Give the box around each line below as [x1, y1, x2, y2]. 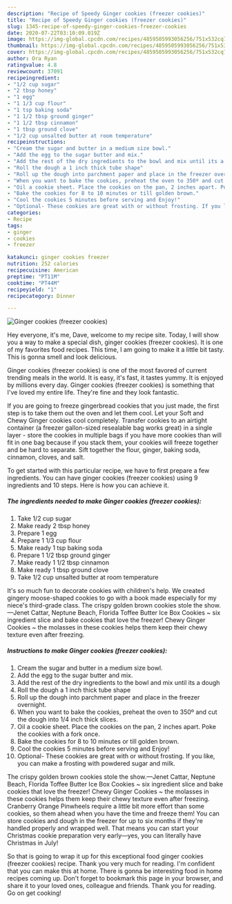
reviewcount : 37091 [7, 68, 64, 75]
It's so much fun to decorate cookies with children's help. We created [7, 587, 205, 595]
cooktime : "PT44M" [7, 279, 60, 287]
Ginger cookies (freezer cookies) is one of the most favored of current [7, 366, 207, 375]
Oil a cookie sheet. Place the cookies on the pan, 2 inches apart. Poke [17, 723, 216, 731]
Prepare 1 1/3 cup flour [17, 536, 81, 545]
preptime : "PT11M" [7, 273, 60, 280]
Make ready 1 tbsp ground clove [17, 566, 109, 574]
